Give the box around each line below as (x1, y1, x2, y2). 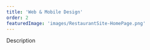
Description (6, 37, 35, 45)
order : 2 (6, 15, 29, 21)
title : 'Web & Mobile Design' (6, 9, 84, 15)
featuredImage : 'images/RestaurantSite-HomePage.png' (6, 20, 146, 26)
